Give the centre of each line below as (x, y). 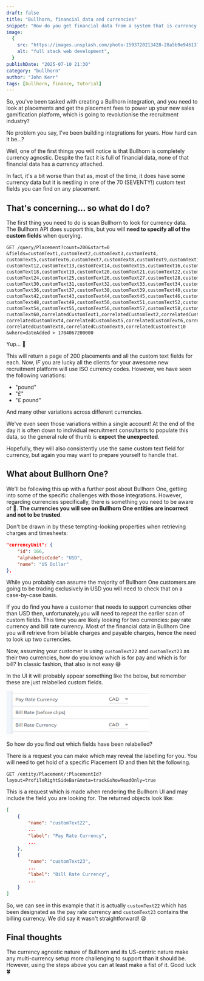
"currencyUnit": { (29, 545)
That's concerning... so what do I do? (78, 208)
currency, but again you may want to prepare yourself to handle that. (92, 455)
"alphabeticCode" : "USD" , (50, 558)
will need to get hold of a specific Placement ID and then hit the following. (98, 762)
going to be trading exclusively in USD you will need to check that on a (95, 589)
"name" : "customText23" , (59, 862)
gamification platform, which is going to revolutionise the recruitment (93, 115)
